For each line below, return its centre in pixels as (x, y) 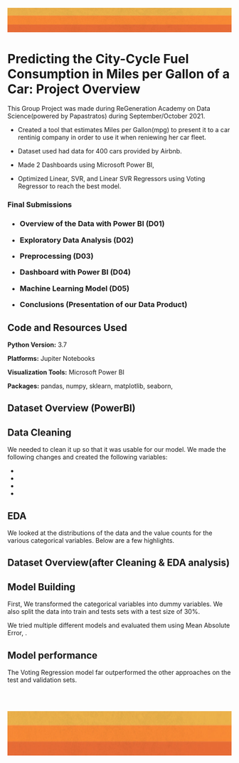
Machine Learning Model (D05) (75, 288)
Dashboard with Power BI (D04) (75, 272)
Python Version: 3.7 (37, 345)
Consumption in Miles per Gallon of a (118, 74)
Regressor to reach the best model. (69, 186)
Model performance (53, 655)
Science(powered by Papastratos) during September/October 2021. (106, 116)
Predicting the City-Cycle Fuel (98, 59)
